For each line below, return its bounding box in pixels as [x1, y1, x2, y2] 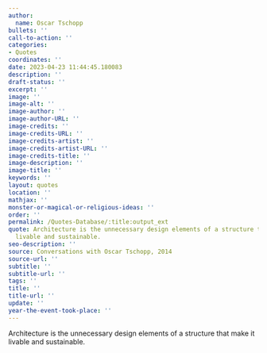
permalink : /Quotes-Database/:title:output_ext [8, 218, 169, 226]
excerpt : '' [8, 85, 48, 94]
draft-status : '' [8, 78, 66, 86]
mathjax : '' [8, 196, 48, 204]
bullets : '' [8, 26, 48, 34]
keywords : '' [8, 174, 52, 182]
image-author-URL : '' [8, 115, 80, 123]
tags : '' [8, 277, 37, 286]
